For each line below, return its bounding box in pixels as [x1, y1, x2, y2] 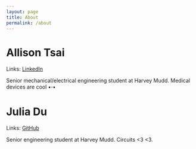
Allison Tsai [6, 45, 65, 59]
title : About [6, 14, 39, 20]
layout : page [6, 8, 39, 15]
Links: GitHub [6, 124, 40, 132]
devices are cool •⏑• [6, 83, 56, 90]
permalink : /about [6, 20, 52, 26]
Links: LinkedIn [6, 65, 43, 72]
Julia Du [6, 105, 48, 118]
